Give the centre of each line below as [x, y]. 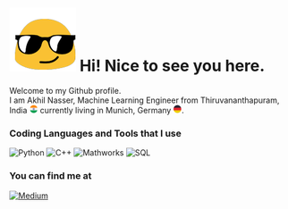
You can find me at [51, 176]
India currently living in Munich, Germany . [97, 110]
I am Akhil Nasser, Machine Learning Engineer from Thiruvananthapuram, [144, 100]
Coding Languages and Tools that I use [95, 133]
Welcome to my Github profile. [65, 90]
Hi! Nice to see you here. [172, 66]
